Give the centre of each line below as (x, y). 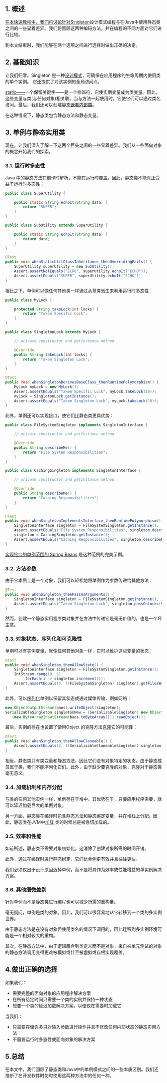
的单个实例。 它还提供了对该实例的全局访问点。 (54, 81)
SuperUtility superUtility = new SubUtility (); (64, 267)
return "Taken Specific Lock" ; (55, 314)
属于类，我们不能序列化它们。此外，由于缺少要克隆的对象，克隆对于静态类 (85, 767)
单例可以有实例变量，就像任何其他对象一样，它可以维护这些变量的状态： (79, 651)
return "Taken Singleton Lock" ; (57, 359)
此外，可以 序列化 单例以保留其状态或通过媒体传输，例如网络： (68, 698)
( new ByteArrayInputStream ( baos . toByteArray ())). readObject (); (79, 717)
